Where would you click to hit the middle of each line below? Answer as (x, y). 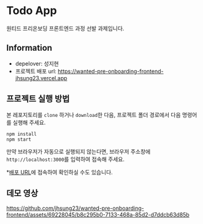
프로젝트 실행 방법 (38, 99)
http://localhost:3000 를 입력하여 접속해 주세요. (65, 159)
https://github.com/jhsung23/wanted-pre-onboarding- (75, 208)
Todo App (32, 11)
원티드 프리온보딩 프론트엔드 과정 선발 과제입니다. (65, 28)
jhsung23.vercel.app (41, 78)
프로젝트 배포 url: (36, 71)
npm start (19, 139)
